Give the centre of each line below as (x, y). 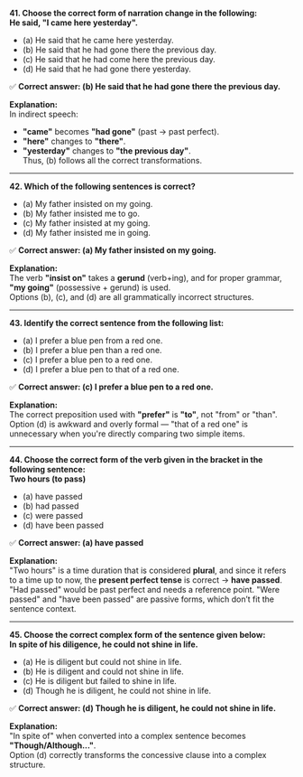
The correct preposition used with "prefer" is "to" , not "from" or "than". (143, 414)
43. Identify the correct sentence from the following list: (116, 323)
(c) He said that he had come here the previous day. (119, 59)
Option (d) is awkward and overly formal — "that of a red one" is (129, 424)
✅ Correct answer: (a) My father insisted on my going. (113, 250)
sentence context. (43, 608)
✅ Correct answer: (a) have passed (77, 543)
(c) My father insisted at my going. (86, 223)
